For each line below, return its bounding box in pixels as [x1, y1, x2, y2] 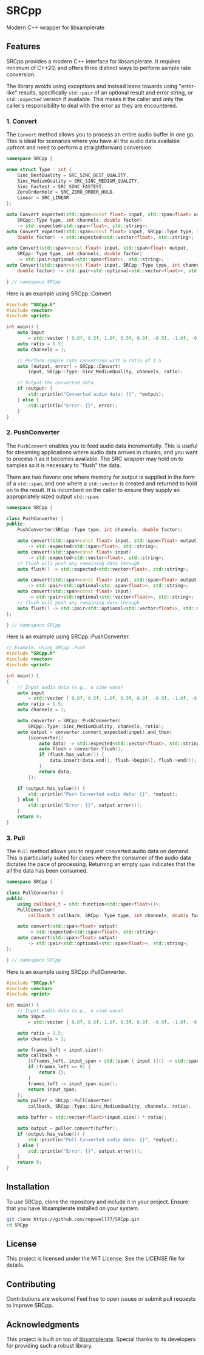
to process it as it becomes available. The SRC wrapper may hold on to [6, 455, 184, 462]
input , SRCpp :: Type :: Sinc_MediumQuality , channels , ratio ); [28, 369, 183, 375]
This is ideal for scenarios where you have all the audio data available [6, 138, 180, 145]
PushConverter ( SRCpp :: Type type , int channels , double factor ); [17, 527, 183, 533]
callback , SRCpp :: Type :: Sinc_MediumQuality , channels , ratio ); [28, 1103, 191, 1110]
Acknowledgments [6, 1319, 80, 1329]
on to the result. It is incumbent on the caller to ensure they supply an [6, 486, 180, 493]
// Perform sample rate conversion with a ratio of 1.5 [17, 357, 162, 364]
